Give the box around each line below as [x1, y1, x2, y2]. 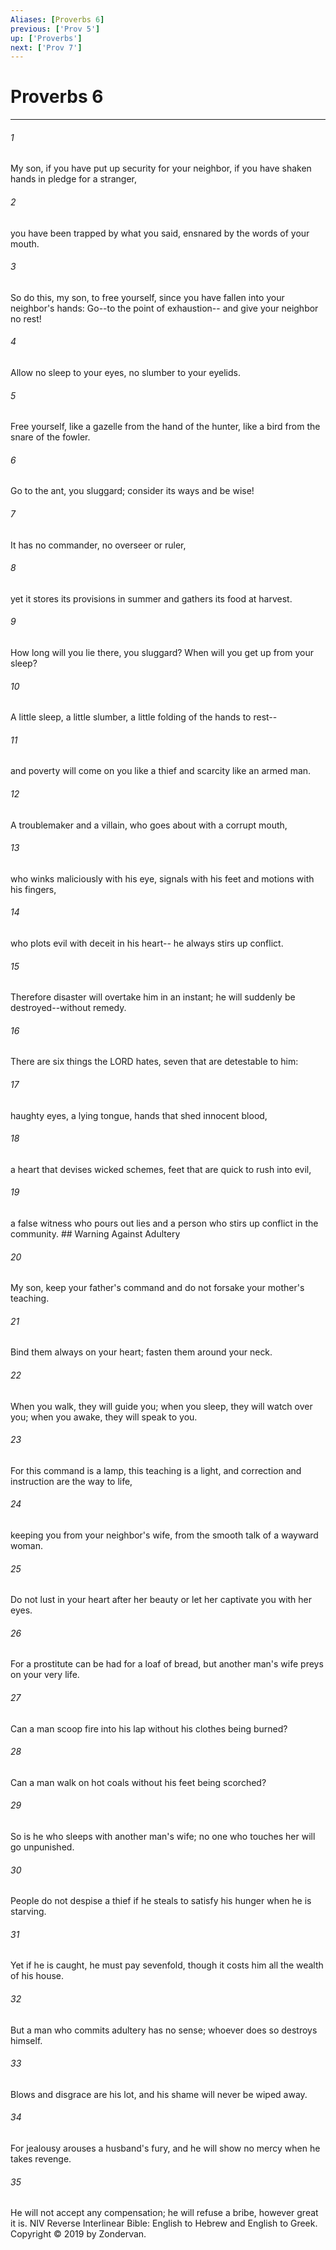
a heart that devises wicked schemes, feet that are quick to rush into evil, [10, 1163, 312, 1175]
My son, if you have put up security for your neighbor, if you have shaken [10, 162, 312, 175]
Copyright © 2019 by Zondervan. [10, 2228, 147, 2240]
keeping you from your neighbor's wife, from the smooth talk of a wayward [10, 1529, 319, 1541]
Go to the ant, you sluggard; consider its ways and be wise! [10, 485, 255, 497]
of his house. [10, 1970, 65, 1982]
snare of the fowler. [10, 431, 91, 443]
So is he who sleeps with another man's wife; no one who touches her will [10, 1831, 316, 1843]
